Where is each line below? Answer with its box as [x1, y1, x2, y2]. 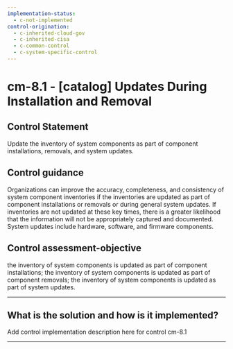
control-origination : [7, 23, 70, 30]
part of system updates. [7, 282, 76, 291]
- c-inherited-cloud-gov [13, 29, 85, 37]
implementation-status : [7, 10, 76, 17]
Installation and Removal [7, 94, 153, 110]
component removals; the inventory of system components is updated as [7, 275, 216, 284]
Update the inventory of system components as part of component [7, 139, 198, 148]
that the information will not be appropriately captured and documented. [7, 214, 214, 223]
